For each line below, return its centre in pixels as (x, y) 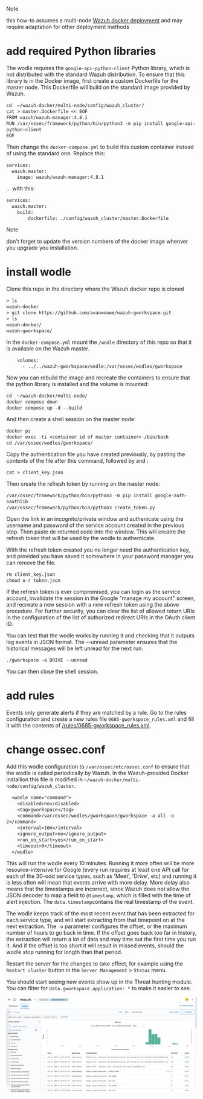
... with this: (21, 188)
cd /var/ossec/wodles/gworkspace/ (50, 443)
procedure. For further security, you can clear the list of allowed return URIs (101, 611)
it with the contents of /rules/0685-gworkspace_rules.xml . (79, 725)
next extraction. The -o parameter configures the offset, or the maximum (97, 926)
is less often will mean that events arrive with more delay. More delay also (98, 882)
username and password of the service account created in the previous (95, 525)
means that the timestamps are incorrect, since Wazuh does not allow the (98, 889)
